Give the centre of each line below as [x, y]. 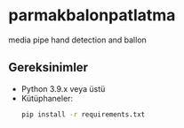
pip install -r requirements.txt [83, 114]
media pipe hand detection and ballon [78, 40]
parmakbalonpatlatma [92, 15]
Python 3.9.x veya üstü [63, 88]
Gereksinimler [48, 68]
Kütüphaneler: [47, 98]
